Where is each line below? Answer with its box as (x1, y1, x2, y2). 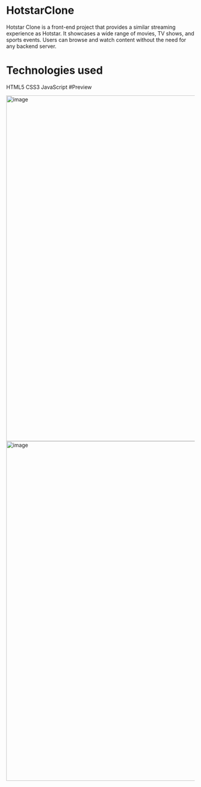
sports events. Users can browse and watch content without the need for (6, 36, 187, 43)
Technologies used (6, 64, 103, 77)
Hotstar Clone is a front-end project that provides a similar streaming (6, 23, 176, 31)
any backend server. (6, 43, 57, 50)
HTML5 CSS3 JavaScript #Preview (6, 83, 92, 91)
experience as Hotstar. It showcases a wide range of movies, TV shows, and (6, 29, 194, 37)
